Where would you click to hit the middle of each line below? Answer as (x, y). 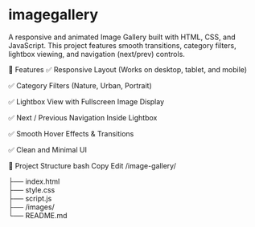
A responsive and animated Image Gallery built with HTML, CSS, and (122, 37)
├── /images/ (31, 207)
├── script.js (30, 198)
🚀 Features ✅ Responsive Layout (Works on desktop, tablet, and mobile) (128, 69)
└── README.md (38, 215)
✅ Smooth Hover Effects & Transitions (71, 133)
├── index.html (34, 181)
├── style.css (32, 189)
